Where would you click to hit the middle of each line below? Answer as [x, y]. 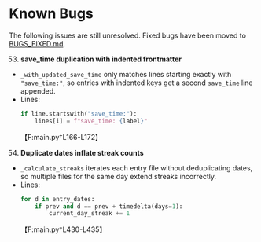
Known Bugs [51, 14]
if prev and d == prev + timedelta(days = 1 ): [109, 206]
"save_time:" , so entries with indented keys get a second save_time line [136, 82]
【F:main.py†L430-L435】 [63, 229]
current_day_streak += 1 [90, 214]
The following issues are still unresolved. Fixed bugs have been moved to [128, 35]
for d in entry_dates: [57, 199]
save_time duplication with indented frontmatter [101, 59]
